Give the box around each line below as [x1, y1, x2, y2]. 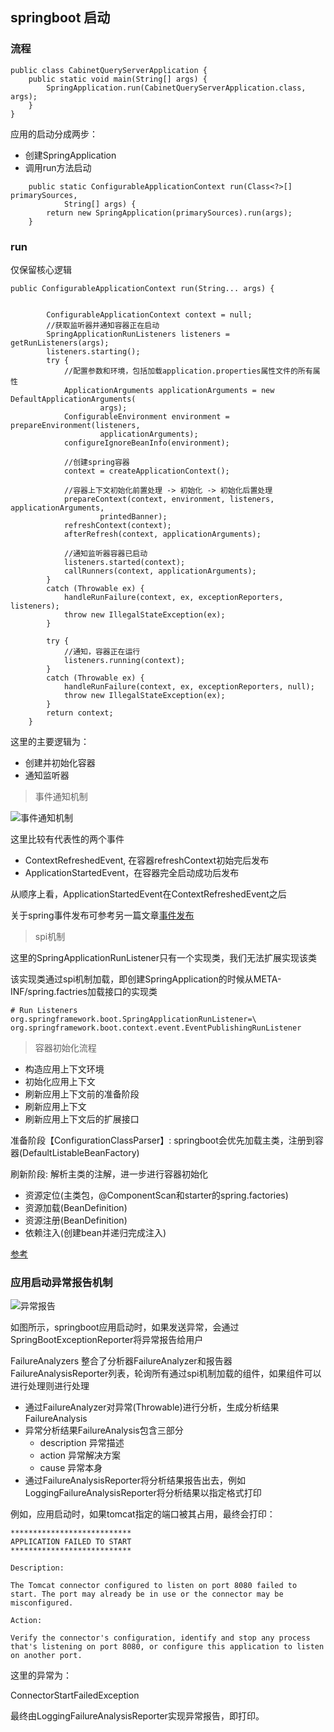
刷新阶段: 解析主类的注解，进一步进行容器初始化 [10, 1168, 208, 1180]
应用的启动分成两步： [10, 128, 98, 140]
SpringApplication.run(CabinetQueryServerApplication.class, [46, 83, 307, 93]
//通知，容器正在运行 [63, 646, 141, 657]
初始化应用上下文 [24, 1075, 96, 1087]
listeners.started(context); [63, 557, 186, 567]
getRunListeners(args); [10, 338, 110, 348]
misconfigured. [10, 1598, 74, 1608]
